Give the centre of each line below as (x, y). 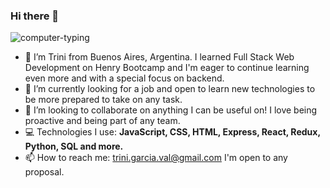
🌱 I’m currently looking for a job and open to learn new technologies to (170, 89)
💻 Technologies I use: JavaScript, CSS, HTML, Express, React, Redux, (172, 132)
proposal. (44, 172)
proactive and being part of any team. (102, 121)
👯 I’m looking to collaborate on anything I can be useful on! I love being (171, 110)
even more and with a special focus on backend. (124, 78)
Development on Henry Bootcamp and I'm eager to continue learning (167, 68)
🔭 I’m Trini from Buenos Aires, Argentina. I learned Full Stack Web (159, 57)
